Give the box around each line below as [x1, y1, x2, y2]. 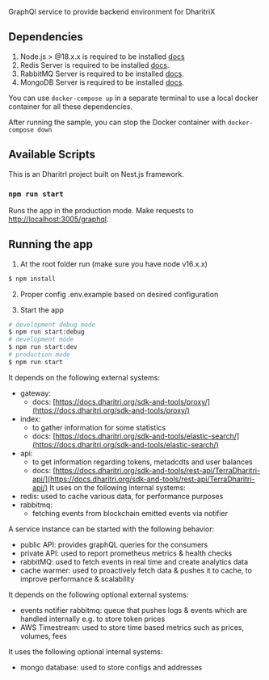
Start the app [19, 304, 65, 314]
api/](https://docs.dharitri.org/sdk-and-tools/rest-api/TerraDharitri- [32, 474, 256, 484]
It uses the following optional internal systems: [8, 646, 163, 657]
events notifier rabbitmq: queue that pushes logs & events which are [19, 605, 248, 615]
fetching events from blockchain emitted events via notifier [32, 508, 229, 518]
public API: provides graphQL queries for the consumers [19, 539, 208, 549]
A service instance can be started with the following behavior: [8, 524, 215, 534]
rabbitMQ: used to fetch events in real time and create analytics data [19, 556, 249, 566]
